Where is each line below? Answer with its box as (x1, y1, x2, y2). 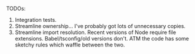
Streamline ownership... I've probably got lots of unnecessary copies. (14, 23, 186, 29)
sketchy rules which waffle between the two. (14, 41, 125, 48)
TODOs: (6, 5, 26, 12)
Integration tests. (14, 16, 57, 23)
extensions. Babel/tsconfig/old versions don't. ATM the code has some (14, 35, 190, 42)
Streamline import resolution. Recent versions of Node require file (14, 29, 177, 36)
